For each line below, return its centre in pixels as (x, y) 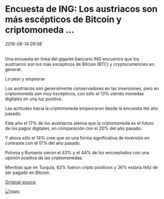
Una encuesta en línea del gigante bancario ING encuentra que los (72, 59)
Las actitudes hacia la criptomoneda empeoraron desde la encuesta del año (82, 109)
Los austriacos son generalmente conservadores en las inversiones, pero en (82, 88)
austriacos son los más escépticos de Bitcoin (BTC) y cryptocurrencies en (80, 64)
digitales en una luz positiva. (34, 99)
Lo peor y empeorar (25, 79)
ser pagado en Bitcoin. (28, 172)
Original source (21, 182)
